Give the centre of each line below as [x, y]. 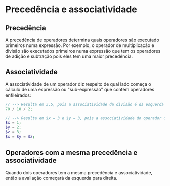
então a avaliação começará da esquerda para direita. [61, 178]
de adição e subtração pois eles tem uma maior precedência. [69, 56]
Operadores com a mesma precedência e [71, 153]
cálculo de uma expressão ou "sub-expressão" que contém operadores [80, 89]
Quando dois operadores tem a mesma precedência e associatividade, [79, 172]
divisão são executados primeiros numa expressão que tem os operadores [83, 51]
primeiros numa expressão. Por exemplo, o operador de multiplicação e [80, 45]
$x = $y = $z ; [20, 137]
